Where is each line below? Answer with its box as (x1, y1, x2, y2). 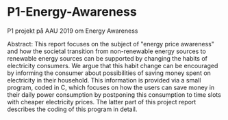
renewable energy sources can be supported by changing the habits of (7, 54, 207, 62)
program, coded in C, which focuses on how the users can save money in (7, 83, 215, 91)
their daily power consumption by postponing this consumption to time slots (7, 90, 221, 99)
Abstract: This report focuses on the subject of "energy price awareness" (7, 40, 214, 48)
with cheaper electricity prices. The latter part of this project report (7, 97, 197, 106)
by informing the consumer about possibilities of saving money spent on (7, 69, 211, 77)
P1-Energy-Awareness (7, 4, 137, 20)
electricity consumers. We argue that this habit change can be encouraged (7, 61, 218, 70)
